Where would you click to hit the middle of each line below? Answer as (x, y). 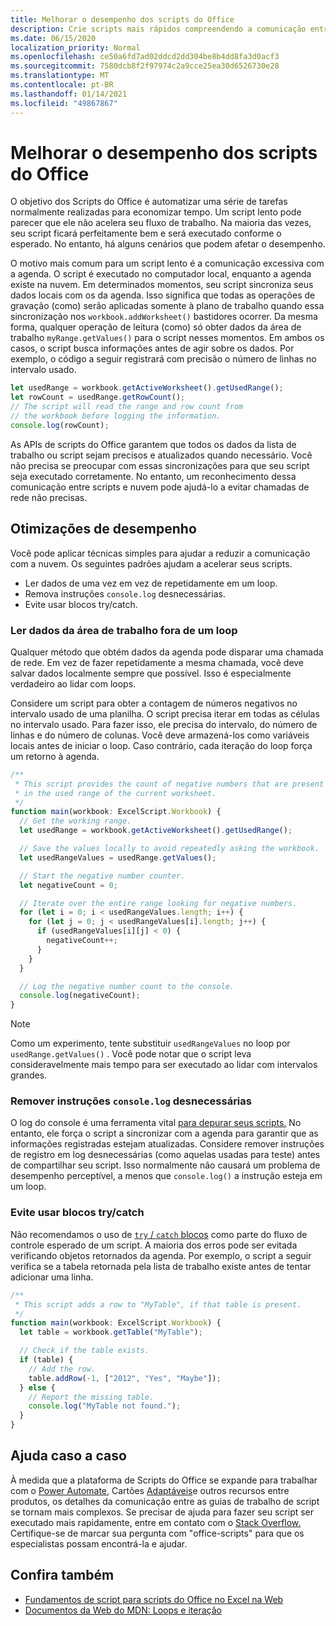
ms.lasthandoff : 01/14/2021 (69, 94)
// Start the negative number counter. (102, 876)
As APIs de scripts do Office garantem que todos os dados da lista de (153, 444)
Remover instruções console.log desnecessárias (131, 1101)
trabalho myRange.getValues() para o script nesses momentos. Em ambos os (167, 338)
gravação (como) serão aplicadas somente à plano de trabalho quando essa (167, 306)
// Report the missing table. (91, 1397)
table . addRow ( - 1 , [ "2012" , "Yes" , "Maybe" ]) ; (125, 1378)
